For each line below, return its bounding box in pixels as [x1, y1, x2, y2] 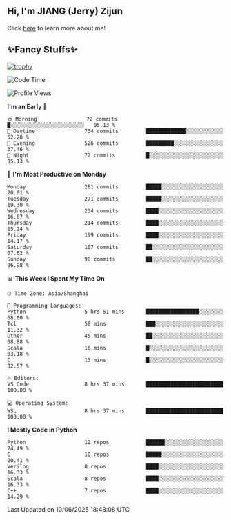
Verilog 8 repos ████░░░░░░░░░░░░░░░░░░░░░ [7, 463, 224, 470]
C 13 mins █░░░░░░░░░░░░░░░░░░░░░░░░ [7, 357, 224, 363]
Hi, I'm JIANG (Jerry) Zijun [7, 6, 123, 17]
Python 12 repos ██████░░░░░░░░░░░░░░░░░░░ [7, 439, 224, 446]
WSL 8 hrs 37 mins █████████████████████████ [7, 407, 224, 414]
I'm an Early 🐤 [7, 102, 48, 110]
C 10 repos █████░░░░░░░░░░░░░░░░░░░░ [7, 451, 224, 458]
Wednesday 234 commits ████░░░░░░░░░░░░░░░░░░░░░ [7, 207, 224, 214]
